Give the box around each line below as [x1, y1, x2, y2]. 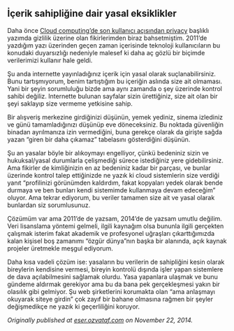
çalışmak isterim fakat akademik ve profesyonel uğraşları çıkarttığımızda [7, 229, 215, 237]
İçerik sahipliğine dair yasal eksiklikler [7, 8, 177, 20]
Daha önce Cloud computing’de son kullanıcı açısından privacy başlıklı [7, 26, 210, 34]
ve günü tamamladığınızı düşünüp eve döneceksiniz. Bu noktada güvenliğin [7, 120, 224, 129]
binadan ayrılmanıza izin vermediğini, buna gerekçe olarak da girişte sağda [7, 127, 222, 136]
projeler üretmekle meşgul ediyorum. [7, 244, 113, 253]
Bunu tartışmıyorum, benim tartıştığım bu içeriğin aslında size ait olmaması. [7, 77, 222, 85]
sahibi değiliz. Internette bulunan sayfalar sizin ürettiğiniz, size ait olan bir [7, 92, 218, 100]
